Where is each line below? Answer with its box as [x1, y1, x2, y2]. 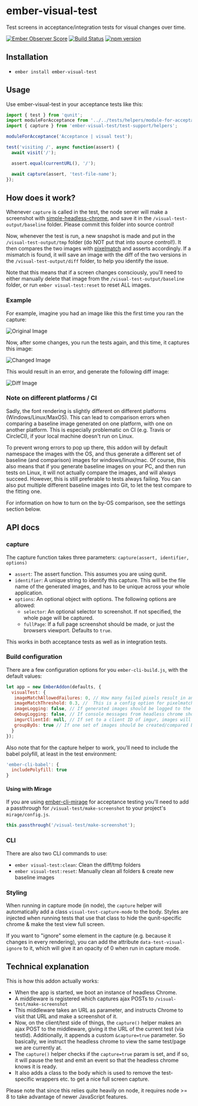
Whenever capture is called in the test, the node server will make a [6, 208, 168, 216]
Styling [6, 888, 28, 897]
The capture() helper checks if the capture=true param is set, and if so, [14, 1050, 189, 1057]
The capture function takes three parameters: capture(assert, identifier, [6, 553, 190, 561]
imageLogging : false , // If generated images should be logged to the [14, 706, 192, 712]
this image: [6, 345, 33, 352]
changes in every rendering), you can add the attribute [6, 938, 139, 945]
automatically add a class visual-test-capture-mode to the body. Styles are [6, 908, 189, 915]
